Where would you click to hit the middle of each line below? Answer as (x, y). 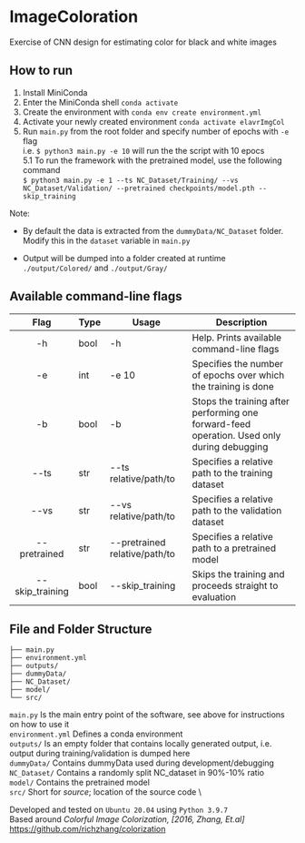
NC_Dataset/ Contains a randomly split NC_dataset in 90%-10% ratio (137, 773)
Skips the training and (238, 574)
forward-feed (221, 423)
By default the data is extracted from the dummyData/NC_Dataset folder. (153, 230)
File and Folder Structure (81, 629)
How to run (41, 71)
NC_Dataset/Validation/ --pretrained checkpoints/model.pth (138, 188)
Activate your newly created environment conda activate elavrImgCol (153, 121)
